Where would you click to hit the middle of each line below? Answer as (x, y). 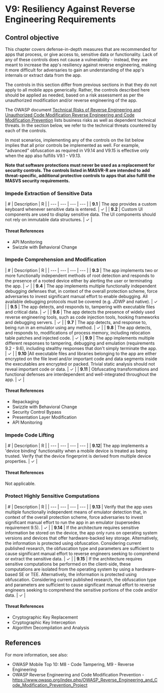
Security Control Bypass (37, 412)
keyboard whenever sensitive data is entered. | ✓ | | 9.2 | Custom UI (74, 209)
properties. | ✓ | (21, 462)
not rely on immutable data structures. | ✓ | (49, 220)
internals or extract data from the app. (43, 75)
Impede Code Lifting (30, 435)
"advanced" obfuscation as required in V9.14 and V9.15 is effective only (77, 150)
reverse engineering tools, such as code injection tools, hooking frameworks (82, 317)
